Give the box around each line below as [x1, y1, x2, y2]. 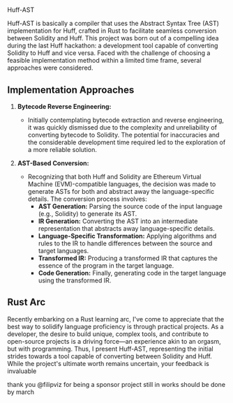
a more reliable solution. [27, 146, 98, 153]
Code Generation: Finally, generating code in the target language [38, 269, 227, 277]
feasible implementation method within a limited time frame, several [7, 56, 202, 65]
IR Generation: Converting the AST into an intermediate [38, 217, 198, 225]
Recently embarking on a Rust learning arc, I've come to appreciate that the [7, 314, 225, 323]
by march [7, 388, 35, 396]
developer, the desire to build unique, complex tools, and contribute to [7, 330, 209, 338]
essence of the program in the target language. [38, 261, 174, 270]
